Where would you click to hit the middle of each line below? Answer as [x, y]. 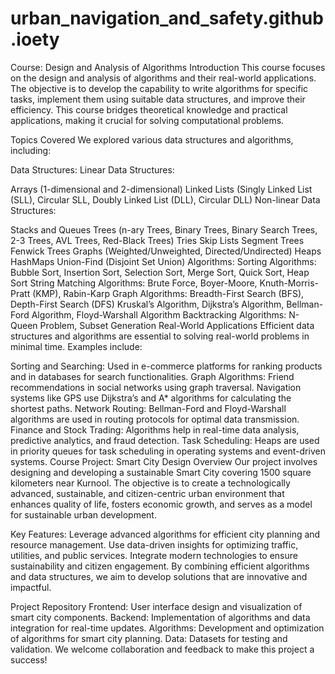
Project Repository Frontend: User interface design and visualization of [156, 606]
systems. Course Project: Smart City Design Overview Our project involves [164, 461]
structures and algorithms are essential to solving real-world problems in [160, 336]
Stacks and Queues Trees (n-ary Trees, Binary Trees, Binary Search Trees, [164, 229]
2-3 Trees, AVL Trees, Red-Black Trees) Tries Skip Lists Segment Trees [157, 240]
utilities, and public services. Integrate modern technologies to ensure [154, 555]
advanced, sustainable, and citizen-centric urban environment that [147, 493]
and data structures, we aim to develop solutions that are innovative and [159, 576]
